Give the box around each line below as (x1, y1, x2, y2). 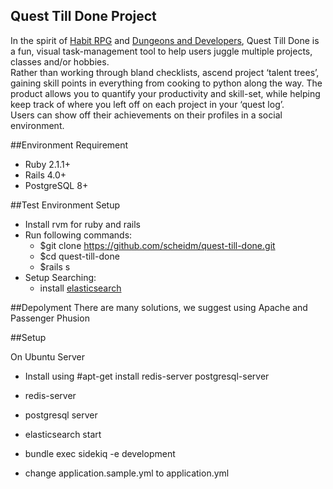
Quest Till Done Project (10, 8, 157, 25)
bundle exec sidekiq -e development (24, 447, 176, 459)
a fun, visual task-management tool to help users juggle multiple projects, (10, 45, 313, 57)
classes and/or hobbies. (10, 55, 110, 68)
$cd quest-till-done (39, 250, 120, 262)
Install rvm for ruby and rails (24, 218, 141, 230)
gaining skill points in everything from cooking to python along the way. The (10, 77, 323, 89)
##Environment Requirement (10, 139, 129, 151)
